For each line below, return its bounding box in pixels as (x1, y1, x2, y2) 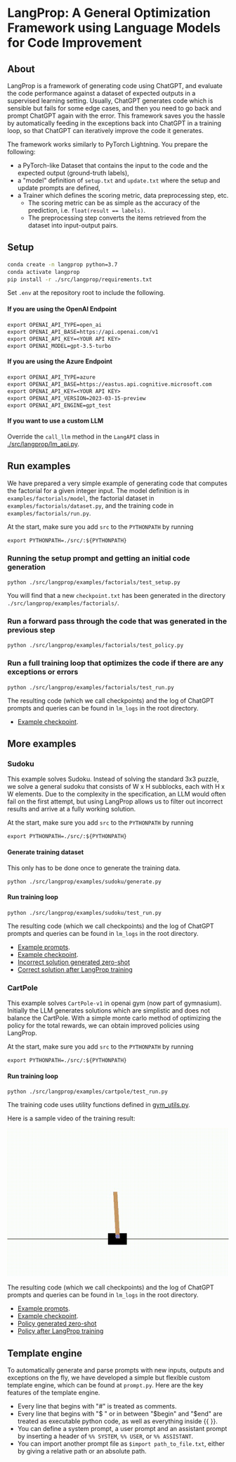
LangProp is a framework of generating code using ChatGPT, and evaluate (7, 82, 223, 89)
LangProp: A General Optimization (7, 5, 211, 21)
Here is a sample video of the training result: (7, 1114, 136, 1123)
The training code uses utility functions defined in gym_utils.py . (7, 1101, 191, 1109)
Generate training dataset (7, 848, 84, 856)
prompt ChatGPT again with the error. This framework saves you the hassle (7, 111, 225, 120)
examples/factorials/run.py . (7, 508, 91, 517)
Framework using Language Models (7, 20, 221, 36)
